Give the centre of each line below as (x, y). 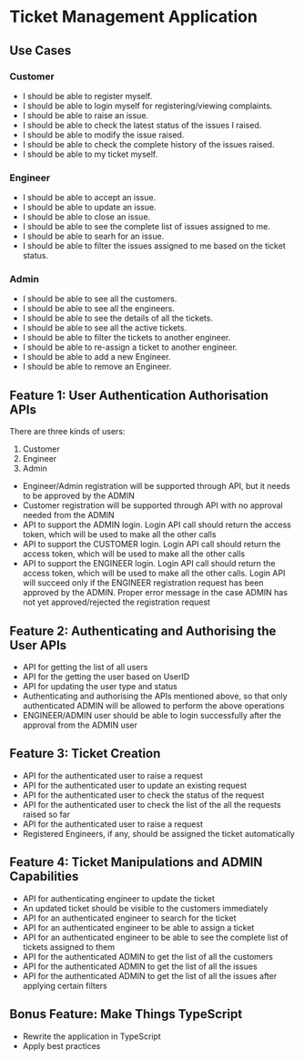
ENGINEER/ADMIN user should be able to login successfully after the (152, 716)
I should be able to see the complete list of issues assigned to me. (146, 227)
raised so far (46, 814)
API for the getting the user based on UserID (106, 677)
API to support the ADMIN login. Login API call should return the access (157, 525)
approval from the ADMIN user (80, 725)
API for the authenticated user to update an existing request (135, 785)
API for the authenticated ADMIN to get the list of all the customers (147, 956)
